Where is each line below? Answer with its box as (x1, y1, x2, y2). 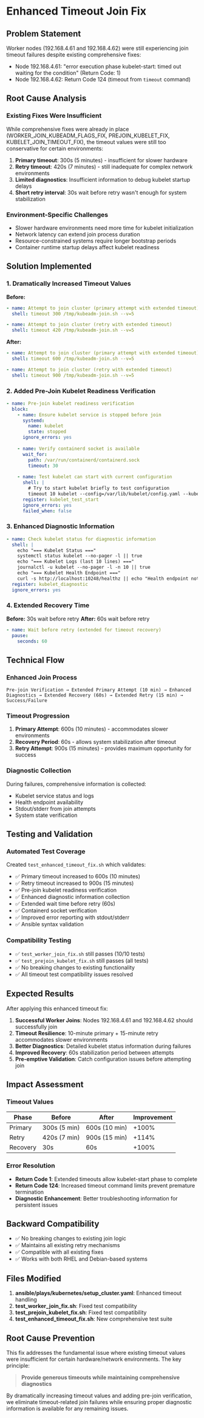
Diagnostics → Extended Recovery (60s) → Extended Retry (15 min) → (6, 692, 183, 698)
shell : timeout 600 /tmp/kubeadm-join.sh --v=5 (12, 356, 135, 362)
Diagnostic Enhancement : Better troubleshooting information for (15, 1194, 178, 1202)
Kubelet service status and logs (15, 792, 94, 799)
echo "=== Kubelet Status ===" (17, 547, 97, 554)
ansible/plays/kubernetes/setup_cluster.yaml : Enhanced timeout (15, 1290, 182, 1297)
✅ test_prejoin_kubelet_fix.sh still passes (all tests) (15, 957, 149, 964)
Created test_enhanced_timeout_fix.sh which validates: (6, 861, 146, 869)
